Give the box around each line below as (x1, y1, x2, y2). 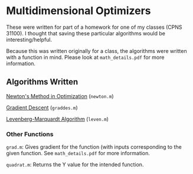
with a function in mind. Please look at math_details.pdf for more (6, 53, 165, 61)
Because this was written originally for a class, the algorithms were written (6, 47, 187, 54)
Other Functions (6, 130, 54, 138)
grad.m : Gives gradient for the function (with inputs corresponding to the (6, 143, 182, 150)
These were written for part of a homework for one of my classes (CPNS (6, 24, 182, 31)
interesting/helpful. (6, 36, 53, 43)
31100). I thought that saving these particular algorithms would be (6, 29, 165, 36)
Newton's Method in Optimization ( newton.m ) (6, 92, 114, 99)
